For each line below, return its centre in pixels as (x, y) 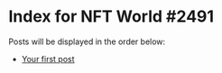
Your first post (48, 59)
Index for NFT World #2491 (111, 17)
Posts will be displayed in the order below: (87, 41)
